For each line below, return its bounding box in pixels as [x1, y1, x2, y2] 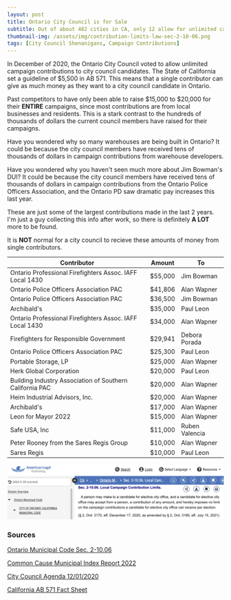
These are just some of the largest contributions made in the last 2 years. [7, 208, 214, 216]
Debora [181, 331, 203, 340]
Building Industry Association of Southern [10, 377, 129, 385]
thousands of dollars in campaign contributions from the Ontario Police [7, 180, 208, 188]
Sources [7, 530, 36, 540]
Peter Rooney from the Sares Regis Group [10, 438, 129, 447]
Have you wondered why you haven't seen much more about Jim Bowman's [7, 166, 223, 174]
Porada [181, 338, 201, 346]
